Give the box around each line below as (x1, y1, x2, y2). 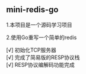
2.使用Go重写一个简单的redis (6, 34, 77, 41)
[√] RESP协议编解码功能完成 (6, 61, 75, 68)
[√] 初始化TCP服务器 (6, 46, 56, 53)
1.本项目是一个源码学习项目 (6, 21, 72, 28)
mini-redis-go (6, 5, 59, 15)
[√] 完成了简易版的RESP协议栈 (6, 53, 80, 61)
